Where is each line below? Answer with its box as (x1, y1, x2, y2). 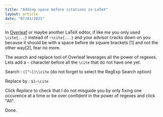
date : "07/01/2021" (5, 16, 45, 21)
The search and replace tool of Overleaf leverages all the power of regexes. (5, 54, 157, 60)
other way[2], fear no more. (5, 45, 61, 51)
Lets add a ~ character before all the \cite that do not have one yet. (5, 59, 142, 66)
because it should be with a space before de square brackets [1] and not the (5, 40, 159, 46)
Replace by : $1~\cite (5, 78, 49, 84)
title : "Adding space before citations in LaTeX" (5, 7, 108, 12)
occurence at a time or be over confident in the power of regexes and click (5, 93, 155, 99)
